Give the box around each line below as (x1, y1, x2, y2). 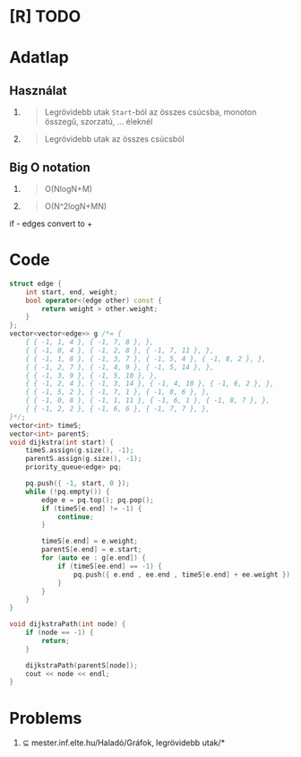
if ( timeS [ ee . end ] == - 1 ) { (56, 561, 163, 570)
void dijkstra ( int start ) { (9, 438, 115, 447)
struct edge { (9, 279, 63, 288)
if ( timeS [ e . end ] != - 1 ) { (41, 504, 142, 513)
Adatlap (9, 48, 69, 68)
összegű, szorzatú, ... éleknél (44, 117, 153, 127)
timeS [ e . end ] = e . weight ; (41, 536, 139, 546)
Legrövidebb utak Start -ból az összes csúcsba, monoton (44, 107, 257, 117)
